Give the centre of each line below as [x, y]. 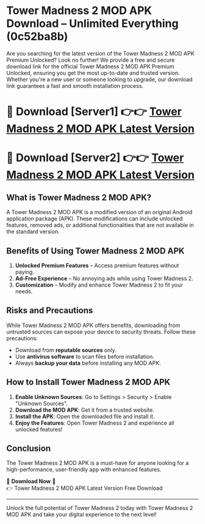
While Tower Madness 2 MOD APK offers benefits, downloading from [93, 325]
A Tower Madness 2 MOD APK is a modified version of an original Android [99, 212]
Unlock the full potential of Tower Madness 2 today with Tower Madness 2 [100, 508]
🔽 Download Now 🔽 [31, 481]
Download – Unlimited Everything [92, 23]
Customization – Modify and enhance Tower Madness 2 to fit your [99, 285]
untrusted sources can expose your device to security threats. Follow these [101, 332]
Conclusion [29, 448]
